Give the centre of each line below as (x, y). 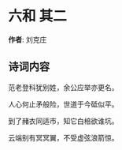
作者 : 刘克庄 (28, 39)
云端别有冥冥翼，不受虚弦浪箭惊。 (63, 137)
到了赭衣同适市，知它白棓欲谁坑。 (63, 121)
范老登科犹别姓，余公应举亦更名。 (63, 87)
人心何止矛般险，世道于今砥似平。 (63, 104)
